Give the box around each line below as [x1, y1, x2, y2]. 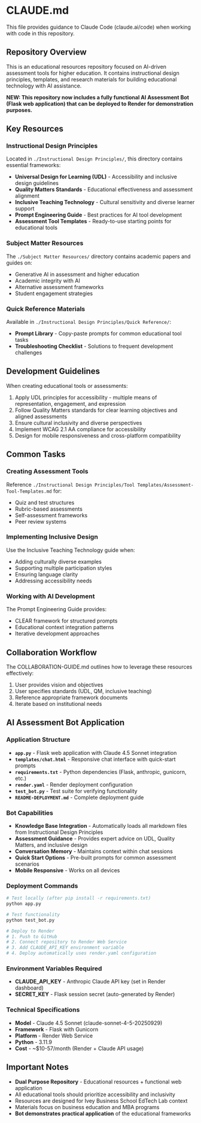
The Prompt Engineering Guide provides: [6, 606, 106, 613]
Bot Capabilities [6, 809, 54, 817]
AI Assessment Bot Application [6, 718, 125, 728]
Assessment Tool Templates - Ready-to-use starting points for [14, 218, 172, 225]
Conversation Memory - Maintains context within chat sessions [14, 848, 173, 855]
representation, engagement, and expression [14, 400, 126, 407]
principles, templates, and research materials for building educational [6, 75, 177, 83]
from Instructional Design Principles [14, 828, 103, 836]
